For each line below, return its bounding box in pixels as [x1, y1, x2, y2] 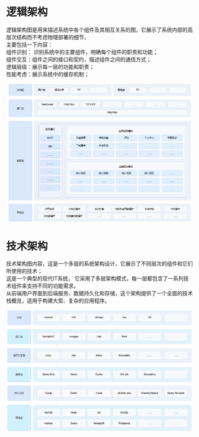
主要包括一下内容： [6, 41, 53, 48]
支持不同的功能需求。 [26, 282, 79, 289]
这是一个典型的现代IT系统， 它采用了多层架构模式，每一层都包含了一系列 [6, 275, 184, 282]
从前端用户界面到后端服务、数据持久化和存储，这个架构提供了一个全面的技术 [6, 290, 193, 297]
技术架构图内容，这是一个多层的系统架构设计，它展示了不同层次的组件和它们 [6, 260, 193, 267]
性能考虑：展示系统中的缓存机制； [6, 71, 89, 78]
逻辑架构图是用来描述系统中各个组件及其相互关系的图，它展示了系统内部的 [6, 26, 188, 33]
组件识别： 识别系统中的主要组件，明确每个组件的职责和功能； [6, 48, 158, 55]
